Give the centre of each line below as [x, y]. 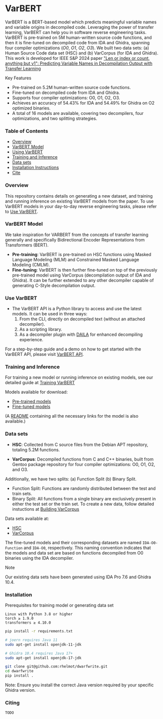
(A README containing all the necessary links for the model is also [72, 416]
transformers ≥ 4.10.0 [28, 623]
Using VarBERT [27, 152]
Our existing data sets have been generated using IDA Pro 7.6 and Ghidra [78, 577]
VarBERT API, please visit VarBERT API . [45, 354]
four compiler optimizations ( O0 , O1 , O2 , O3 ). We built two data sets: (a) [77, 48]
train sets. [22, 493]
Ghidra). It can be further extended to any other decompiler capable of [83, 280]
